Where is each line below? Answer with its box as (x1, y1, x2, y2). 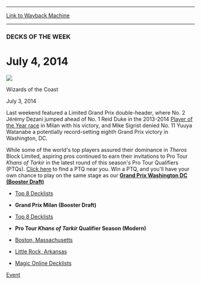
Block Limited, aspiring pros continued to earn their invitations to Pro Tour (6, 153, 188, 160)
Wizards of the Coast (6, 85, 59, 93)
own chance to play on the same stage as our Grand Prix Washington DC (6, 172, 188, 179)
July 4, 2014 (6, 55, 69, 68)
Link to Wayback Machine (6, 12, 70, 19)
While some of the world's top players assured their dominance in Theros (6, 146, 187, 153)
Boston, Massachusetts (14, 236, 73, 243)
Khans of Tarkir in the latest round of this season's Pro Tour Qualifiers (6, 159, 178, 166)
